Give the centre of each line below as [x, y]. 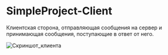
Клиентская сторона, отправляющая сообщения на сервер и [84, 27]
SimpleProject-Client [59, 11]
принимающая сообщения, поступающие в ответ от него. [80, 33]
